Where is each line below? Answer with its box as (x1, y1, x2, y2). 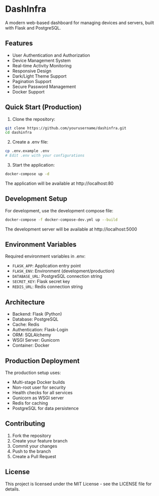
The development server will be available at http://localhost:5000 (5, 226, 137, 232)
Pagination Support (12, 78, 52, 84)
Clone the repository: (12, 116, 56, 122)
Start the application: (12, 162, 55, 168)
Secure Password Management (12, 84, 76, 89)
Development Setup (5, 195, 67, 203)
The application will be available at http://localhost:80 (5, 180, 114, 186)
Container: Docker (12, 343, 50, 349)
